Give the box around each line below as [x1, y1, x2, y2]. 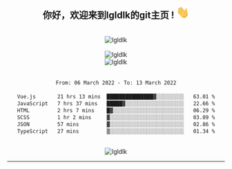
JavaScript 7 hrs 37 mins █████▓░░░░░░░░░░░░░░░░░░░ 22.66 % [17, 100, 215, 107]
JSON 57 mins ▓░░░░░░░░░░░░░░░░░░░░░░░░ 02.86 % [17, 121, 215, 127]
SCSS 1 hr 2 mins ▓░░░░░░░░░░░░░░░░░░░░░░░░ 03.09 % [17, 114, 215, 121]
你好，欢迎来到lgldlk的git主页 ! [42, 10, 175, 21]
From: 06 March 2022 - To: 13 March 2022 [55, 79, 177, 86]
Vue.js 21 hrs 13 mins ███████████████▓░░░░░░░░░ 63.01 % [17, 93, 215, 100]
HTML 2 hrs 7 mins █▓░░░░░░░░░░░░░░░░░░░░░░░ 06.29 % [17, 107, 215, 114]
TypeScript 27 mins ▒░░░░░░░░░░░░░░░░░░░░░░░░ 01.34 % [17, 127, 215, 134]
